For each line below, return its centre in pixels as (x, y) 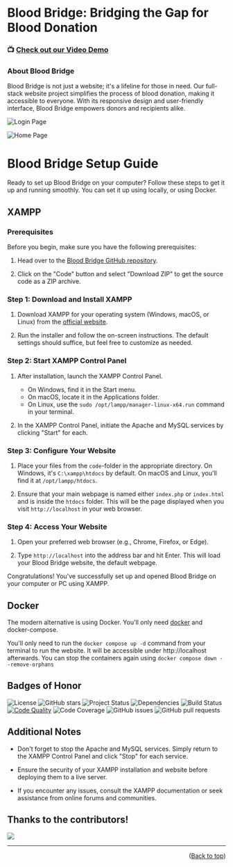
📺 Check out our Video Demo (58, 50)
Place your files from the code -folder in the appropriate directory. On (115, 466)
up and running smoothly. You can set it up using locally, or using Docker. (112, 190)
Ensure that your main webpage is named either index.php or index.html (121, 494)
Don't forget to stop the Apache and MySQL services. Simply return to (118, 749)
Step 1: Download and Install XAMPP (70, 299)
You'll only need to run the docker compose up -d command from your (106, 643)
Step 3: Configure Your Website (62, 450)
